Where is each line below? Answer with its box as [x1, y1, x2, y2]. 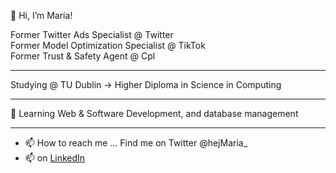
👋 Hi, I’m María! [10, 10, 73, 21]
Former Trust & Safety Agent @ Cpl [10, 50, 156, 62]
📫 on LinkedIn [24, 152, 86, 164]
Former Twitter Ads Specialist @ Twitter [10, 29, 174, 40]
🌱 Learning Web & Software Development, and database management [10, 108, 299, 119]
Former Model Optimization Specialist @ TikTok [10, 40, 206, 51]
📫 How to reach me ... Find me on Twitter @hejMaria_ [24, 137, 248, 149]
